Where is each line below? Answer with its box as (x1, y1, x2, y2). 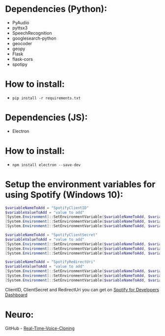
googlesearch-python (12, 35, 56, 41)
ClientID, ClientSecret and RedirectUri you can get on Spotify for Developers (5, 286, 160, 292)
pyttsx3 (12, 25, 28, 30)
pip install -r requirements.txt (12, 96, 81, 101)
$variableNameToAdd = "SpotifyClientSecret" (5, 233, 98, 237)
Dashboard (5, 292, 28, 298)
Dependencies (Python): (5, 3, 107, 15)
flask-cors (12, 56, 33, 62)
